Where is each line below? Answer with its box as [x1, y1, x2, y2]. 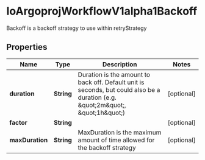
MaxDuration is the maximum [77, 128, 162, 136]
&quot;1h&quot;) [77, 108, 126, 117]
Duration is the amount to [77, 70, 151, 78]
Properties [6, 42, 48, 52]
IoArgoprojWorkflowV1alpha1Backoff [6, 4, 198, 18]
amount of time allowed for [77, 136, 155, 144]
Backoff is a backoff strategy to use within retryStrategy [6, 24, 147, 32]
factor [9, 118, 27, 127]
